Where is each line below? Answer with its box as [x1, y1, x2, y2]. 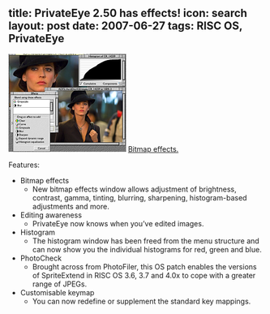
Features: [8, 160, 41, 170]
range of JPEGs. [32, 279, 88, 289]
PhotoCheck [19, 253, 62, 263]
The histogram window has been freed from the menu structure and [32, 235, 259, 246]
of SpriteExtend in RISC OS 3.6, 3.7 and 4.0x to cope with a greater [32, 270, 256, 280]
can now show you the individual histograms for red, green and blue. [32, 244, 262, 254]
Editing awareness [19, 210, 83, 220]
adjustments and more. [32, 201, 109, 211]
